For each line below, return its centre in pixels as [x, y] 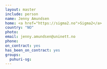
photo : [12, 32]
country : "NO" [20, 28]
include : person [22, 14]
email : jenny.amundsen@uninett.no [40, 37]
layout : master [21, 9]
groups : [13, 55]
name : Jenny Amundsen [27, 18]
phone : [12, 41]
